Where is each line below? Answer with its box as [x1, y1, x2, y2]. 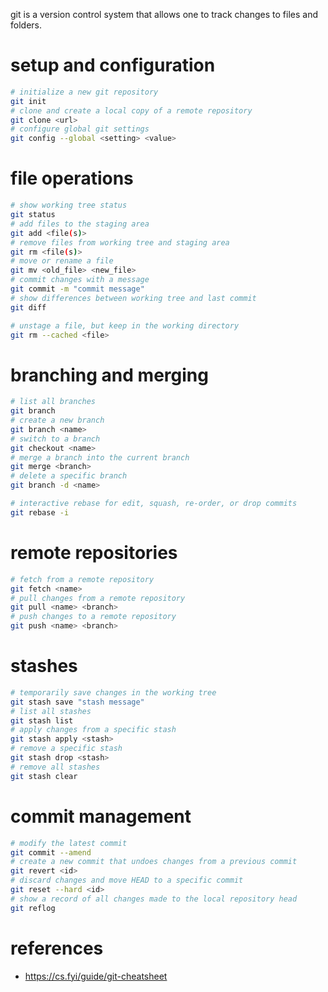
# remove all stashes [10, 762, 101, 772]
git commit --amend [10, 847, 92, 858]
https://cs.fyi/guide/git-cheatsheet [24, 970, 168, 982]
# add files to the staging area [10, 219, 150, 229]
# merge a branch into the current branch [10, 452, 190, 463]
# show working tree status [10, 200, 128, 211]
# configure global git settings [10, 124, 150, 134]
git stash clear [10, 771, 78, 781]
